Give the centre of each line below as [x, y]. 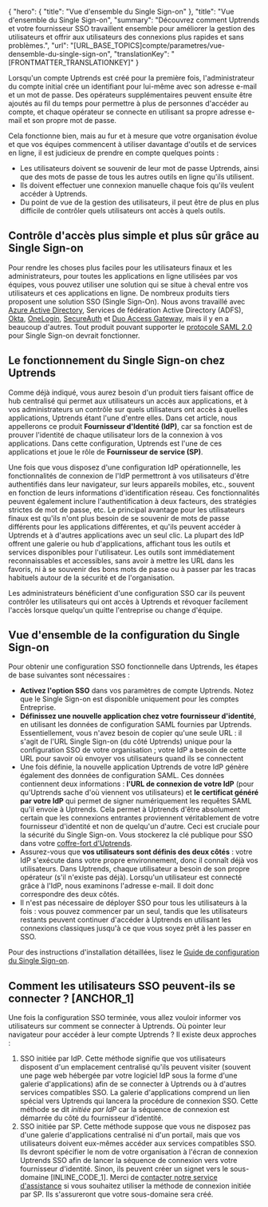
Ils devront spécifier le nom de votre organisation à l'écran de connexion [139, 1152]
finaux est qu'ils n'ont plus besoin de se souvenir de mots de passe [119, 518]
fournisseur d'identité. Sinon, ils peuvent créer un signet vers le [124, 1169]
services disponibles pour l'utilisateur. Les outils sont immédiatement [122, 552]
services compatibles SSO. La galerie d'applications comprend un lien [135, 1093]
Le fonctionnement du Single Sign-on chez [117, 361]
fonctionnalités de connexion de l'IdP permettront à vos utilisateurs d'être [129, 475]
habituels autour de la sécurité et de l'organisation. [92, 578]
